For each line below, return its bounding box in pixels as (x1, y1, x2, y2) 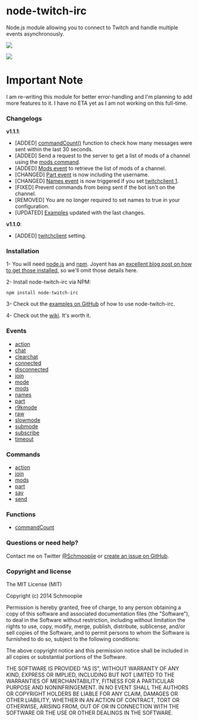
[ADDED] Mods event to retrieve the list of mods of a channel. (14, 165, 166, 172)
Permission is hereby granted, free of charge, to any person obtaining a (6, 604, 181, 611)
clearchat (14, 353, 39, 360)
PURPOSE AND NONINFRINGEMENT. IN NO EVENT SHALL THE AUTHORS (6, 683, 189, 691)
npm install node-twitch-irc (6, 290, 78, 296)
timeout (14, 435, 34, 442)
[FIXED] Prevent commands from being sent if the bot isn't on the (14, 184, 175, 191)
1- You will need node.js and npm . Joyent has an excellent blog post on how (6, 260, 192, 268)
